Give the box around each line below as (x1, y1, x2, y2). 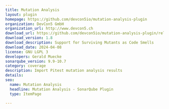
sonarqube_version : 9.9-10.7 (5, 59, 66, 64)
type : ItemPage (10, 91, 42, 96)
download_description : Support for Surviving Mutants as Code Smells (5, 40, 154, 45)
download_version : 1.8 (5, 36, 53, 41)
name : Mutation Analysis (10, 82, 62, 87)
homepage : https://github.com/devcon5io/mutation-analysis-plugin (5, 17, 147, 22)
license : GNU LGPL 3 (5, 49, 49, 54)
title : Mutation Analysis (5, 7, 59, 13)
